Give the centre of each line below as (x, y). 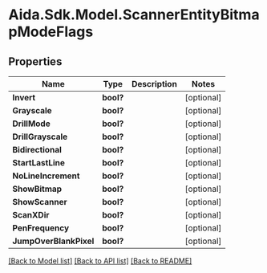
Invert (24, 98)
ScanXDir (31, 215)
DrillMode (31, 124)
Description (154, 84)
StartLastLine (39, 163)
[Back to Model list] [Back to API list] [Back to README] (100, 261)
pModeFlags (51, 32)
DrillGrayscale (40, 136)
